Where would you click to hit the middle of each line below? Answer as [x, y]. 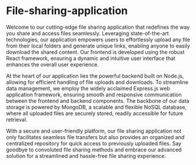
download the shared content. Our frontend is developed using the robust [95, 52]
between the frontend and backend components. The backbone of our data [98, 100]
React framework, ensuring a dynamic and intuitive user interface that [91, 58]
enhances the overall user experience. [52, 64]
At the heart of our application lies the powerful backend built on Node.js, [95, 76]
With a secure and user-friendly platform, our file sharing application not [94, 131]
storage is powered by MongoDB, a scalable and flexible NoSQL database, [97, 107]
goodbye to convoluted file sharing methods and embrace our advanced [94, 149]
